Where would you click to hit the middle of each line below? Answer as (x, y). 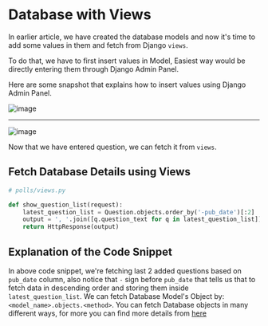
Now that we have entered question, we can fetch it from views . (112, 147)
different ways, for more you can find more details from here (108, 313)
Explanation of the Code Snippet (91, 251)
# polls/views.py (37, 190)
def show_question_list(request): (66, 205)
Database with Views (80, 15)
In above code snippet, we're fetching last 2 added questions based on (125, 271)
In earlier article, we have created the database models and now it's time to (132, 37)
